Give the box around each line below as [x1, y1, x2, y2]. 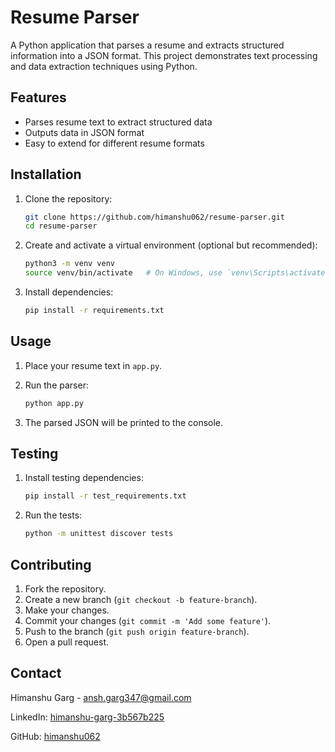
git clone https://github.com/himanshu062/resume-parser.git [24, 212, 286, 222]
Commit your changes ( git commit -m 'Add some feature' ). [24, 615, 272, 626]
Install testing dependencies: [24, 472, 144, 484]
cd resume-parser [24, 221, 98, 231]
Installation [10, 166, 82, 183]
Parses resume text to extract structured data [24, 116, 213, 128]
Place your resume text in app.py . [24, 359, 163, 371]
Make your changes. [24, 604, 110, 616]
